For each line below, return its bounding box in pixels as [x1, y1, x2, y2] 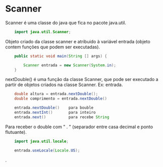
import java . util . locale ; [14, 139, 69, 144]
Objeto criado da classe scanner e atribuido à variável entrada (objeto [5, 38, 150, 44]
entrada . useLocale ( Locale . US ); [14, 148, 80, 153]
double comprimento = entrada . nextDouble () [14, 96, 107, 101]
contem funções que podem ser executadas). [5, 44, 100, 50]
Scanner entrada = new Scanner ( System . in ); [23, 62, 116, 68]
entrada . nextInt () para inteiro [14, 110, 96, 115]
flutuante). [5, 129, 27, 135]
